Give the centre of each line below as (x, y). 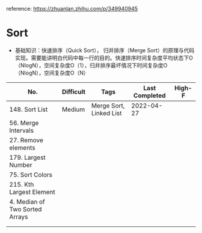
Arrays (19, 217)
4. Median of (27, 202)
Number (21, 165)
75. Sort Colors (31, 175)
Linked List (106, 113)
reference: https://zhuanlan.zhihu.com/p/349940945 (72, 9)
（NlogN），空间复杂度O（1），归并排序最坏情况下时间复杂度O (91, 65)
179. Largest (28, 157)
